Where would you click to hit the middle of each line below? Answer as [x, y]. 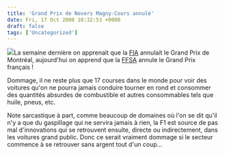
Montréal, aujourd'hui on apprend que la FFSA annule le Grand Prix [102, 60]
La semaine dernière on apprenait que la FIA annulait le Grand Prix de [112, 53]
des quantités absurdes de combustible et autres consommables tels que [110, 95]
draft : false [26, 26]
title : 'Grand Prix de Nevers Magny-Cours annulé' [81, 13]
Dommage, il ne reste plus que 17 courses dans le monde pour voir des [107, 81]
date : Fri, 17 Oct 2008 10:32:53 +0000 [64, 20]
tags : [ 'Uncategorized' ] [42, 32]
